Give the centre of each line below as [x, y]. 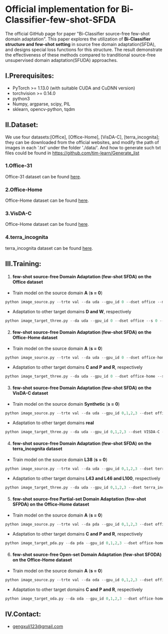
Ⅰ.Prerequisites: [29, 76]
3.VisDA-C [18, 213]
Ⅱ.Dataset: [22, 125]
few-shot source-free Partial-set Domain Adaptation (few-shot [79, 499]
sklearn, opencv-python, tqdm [43, 109]
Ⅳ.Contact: [23, 614]
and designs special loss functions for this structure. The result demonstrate [84, 49]
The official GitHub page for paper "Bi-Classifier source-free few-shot [77, 33]
